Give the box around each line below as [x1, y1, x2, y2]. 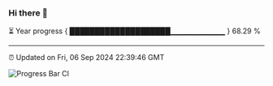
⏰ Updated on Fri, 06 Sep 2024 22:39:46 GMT [8, 53, 165, 62]
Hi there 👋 [8, 7, 49, 19]
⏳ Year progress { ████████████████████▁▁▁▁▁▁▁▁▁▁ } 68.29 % [8, 26, 262, 36]
